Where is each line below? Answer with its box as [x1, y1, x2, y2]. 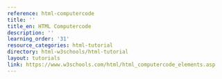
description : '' [7, 29, 54, 36]
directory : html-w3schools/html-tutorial [7, 49, 129, 56]
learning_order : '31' [7, 36, 70, 43]
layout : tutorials [7, 55, 60, 62]
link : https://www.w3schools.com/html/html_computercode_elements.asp [7, 61, 216, 68]
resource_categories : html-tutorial [7, 42, 113, 49]
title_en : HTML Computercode [7, 23, 92, 30]
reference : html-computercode [7, 10, 95, 17]
